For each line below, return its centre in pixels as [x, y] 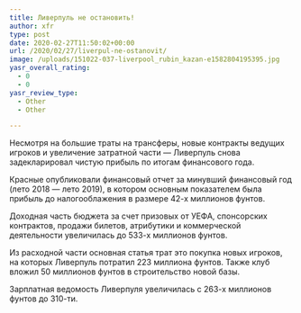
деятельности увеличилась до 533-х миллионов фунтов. [119, 236]
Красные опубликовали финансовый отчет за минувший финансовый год [151, 180]
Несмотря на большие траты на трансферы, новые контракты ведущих [147, 143]
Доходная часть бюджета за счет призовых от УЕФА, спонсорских [138, 216]
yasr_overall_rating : [50, 68]
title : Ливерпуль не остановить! [72, 18]
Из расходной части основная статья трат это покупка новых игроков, [146, 253]
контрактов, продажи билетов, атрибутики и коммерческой [125, 226]
